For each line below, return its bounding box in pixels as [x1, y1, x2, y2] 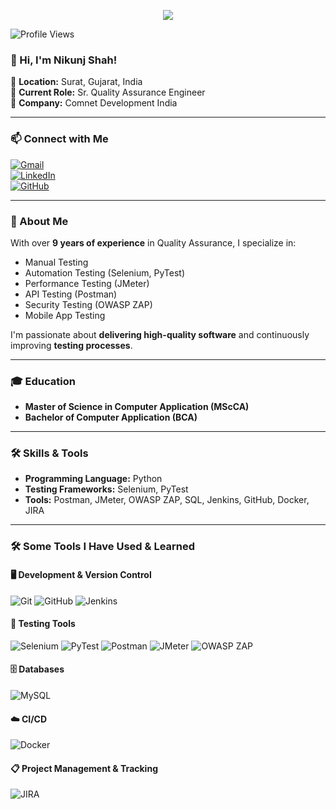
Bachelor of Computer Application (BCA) [24, 411, 198, 424]
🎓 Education [10, 374, 76, 388]
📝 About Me [10, 214, 69, 228]
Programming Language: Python [24, 473, 163, 485]
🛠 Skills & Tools [10, 446, 89, 460]
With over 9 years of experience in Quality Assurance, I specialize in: [10, 236, 297, 249]
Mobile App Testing [24, 309, 106, 321]
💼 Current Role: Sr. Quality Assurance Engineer [10, 86, 206, 99]
